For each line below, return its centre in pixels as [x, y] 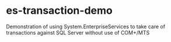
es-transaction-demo [59, 11]
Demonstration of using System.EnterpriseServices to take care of [85, 26]
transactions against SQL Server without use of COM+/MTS [78, 32]
